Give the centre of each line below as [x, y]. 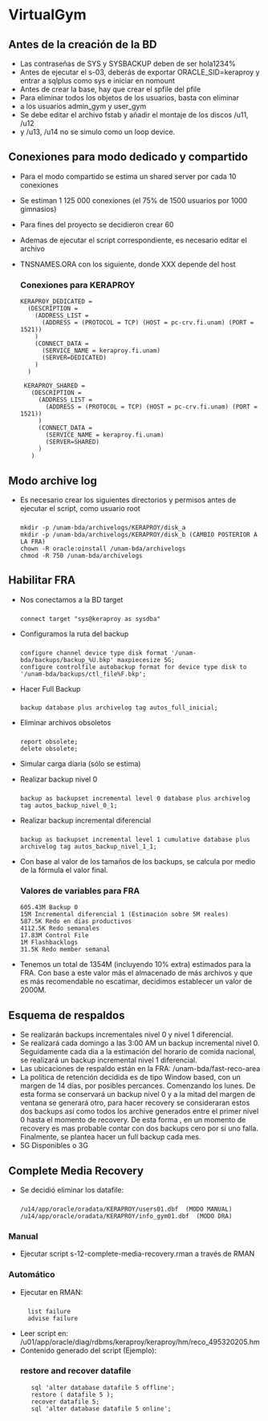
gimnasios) [38, 209]
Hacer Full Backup [50, 688]
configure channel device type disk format [94, 653]
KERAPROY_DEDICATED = [56, 302]
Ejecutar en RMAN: [51, 1292]
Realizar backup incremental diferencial [85, 821]
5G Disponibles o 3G [54, 1146]
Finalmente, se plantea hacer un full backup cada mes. [110, 1137]
